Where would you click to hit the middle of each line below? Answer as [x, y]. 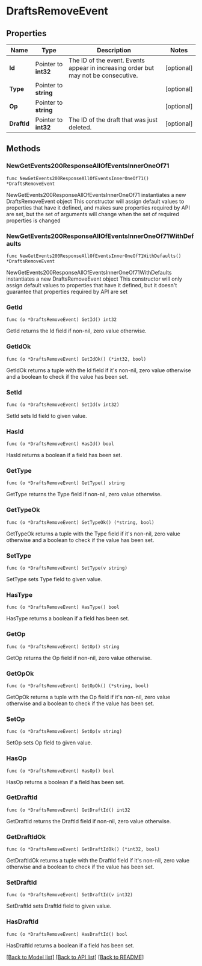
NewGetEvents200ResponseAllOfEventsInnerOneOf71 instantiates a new [96, 195]
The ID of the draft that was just [113, 120]
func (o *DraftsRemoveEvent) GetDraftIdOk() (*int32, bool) [83, 849]
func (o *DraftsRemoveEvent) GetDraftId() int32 [68, 810]
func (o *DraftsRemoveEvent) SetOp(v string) [64, 732]
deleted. [80, 127]
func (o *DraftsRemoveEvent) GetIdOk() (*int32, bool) [76, 359]
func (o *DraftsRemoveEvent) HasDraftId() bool [67, 934]
